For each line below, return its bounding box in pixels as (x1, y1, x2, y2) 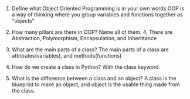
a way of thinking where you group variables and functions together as (11, 11, 183, 18)
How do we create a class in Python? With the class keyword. (11, 63, 160, 70)
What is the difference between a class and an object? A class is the (11, 75, 177, 82)
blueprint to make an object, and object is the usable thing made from (11, 81, 180, 88)
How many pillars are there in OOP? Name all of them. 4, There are (11, 29, 173, 36)
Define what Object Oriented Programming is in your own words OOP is (11, 5, 185, 12)
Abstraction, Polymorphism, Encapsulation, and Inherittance (11, 35, 157, 41)
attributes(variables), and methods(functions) (11, 52, 122, 59)
